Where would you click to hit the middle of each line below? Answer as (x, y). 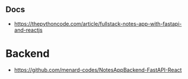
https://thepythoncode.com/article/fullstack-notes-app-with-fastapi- (98, 23)
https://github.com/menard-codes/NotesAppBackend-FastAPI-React (98, 70)
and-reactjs (28, 30)
